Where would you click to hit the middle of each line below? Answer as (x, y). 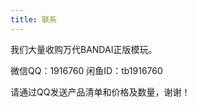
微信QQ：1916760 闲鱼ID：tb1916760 (86, 70)
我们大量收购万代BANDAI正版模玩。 (84, 49)
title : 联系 (33, 19)
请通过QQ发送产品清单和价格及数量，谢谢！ (100, 92)
